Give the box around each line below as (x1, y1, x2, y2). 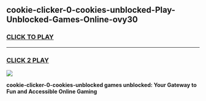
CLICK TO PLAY (6, 33, 54, 42)
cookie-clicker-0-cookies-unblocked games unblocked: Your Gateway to (6, 81, 197, 88)
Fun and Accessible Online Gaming (6, 88, 97, 95)
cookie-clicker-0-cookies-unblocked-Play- (6, 5, 176, 15)
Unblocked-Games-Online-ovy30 (6, 15, 138, 25)
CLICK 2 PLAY (6, 56, 49, 64)
